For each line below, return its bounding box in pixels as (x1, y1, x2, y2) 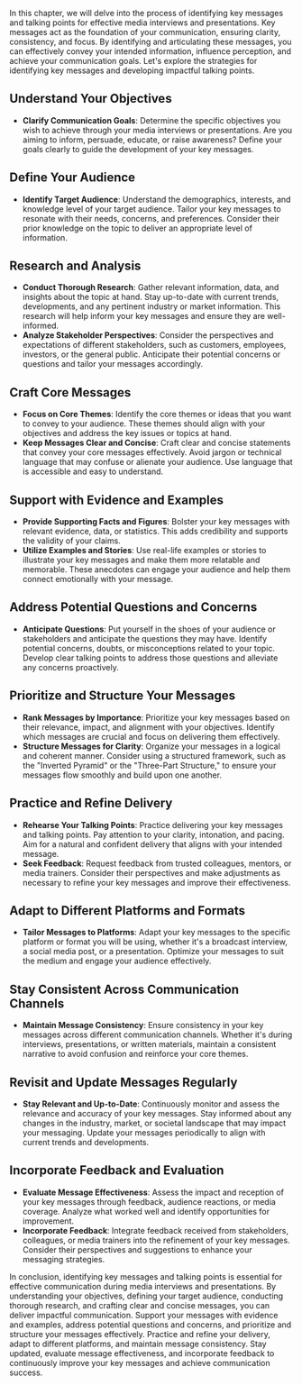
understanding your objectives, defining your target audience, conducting (9, 1290, 284, 1301)
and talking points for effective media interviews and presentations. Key (9, 17, 276, 28)
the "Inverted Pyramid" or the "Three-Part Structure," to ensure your (22, 760, 277, 770)
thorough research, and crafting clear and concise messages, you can (9, 1299, 270, 1310)
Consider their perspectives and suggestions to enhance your (22, 1244, 252, 1255)
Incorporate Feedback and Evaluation (9, 1162, 224, 1179)
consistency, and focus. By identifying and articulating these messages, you (9, 36, 292, 47)
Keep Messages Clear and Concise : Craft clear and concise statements (22, 437, 291, 449)
